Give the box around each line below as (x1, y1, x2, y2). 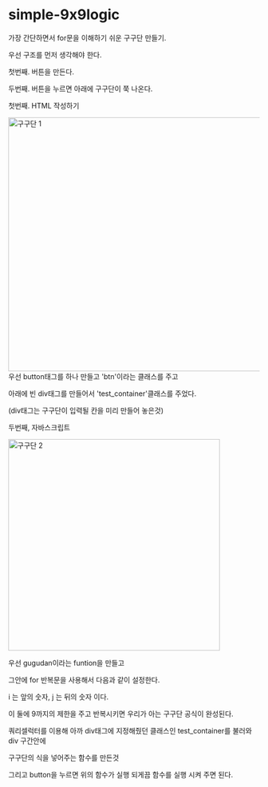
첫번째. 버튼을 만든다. (8, 66, 74, 77)
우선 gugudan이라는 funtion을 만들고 (8, 658, 125, 667)
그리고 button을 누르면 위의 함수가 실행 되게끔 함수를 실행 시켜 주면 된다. (8, 769, 234, 779)
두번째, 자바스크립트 (8, 422, 70, 432)
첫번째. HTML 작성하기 (8, 101, 80, 110)
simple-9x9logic (8, 6, 120, 24)
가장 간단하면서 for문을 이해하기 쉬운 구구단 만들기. (8, 33, 167, 42)
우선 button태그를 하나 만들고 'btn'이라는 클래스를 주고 (8, 371, 179, 381)
